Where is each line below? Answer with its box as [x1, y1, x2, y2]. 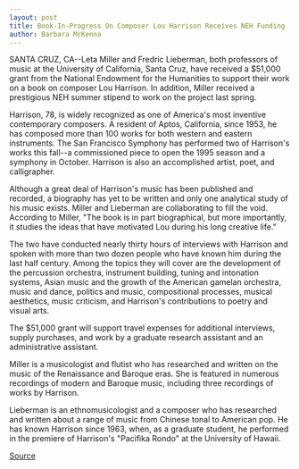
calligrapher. [9, 166, 55, 177]
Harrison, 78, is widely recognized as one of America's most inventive [9, 109, 266, 121]
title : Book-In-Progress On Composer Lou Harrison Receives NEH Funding [9, 21, 286, 30]
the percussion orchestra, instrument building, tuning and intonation [9, 267, 259, 278]
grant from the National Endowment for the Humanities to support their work [9, 73, 290, 84]
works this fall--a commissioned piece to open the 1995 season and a [9, 147, 266, 158]
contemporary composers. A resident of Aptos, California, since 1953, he [9, 119, 278, 130]
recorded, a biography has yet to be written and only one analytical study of [9, 193, 288, 204]
